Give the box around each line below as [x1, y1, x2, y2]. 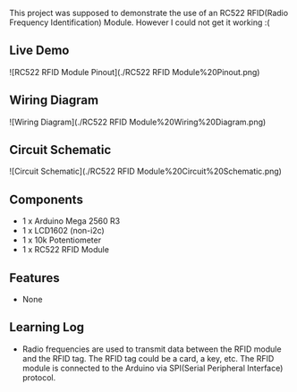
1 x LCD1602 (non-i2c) [21, 226, 105, 236]
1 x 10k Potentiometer [21, 234, 101, 245]
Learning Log [9, 320, 85, 335]
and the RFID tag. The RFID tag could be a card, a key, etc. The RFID [21, 353, 275, 363]
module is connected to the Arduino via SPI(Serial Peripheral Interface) [21, 362, 284, 373]
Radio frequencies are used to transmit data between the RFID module [21, 344, 282, 354]
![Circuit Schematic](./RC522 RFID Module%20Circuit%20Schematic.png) [9, 166, 282, 177]
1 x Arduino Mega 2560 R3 [21, 216, 121, 226]
